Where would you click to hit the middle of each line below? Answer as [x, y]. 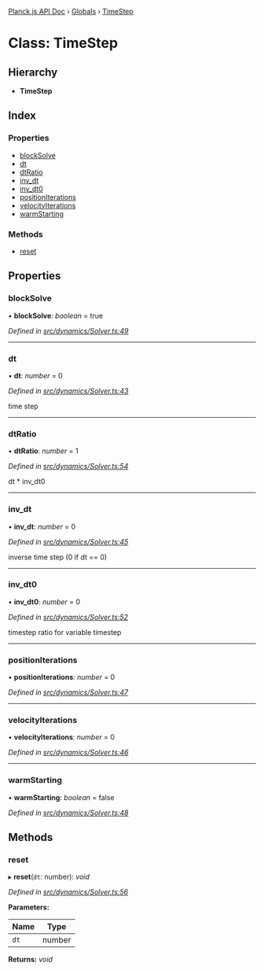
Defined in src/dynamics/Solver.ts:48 [68, 813]
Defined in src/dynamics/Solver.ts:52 [68, 617]
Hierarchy [33, 72]
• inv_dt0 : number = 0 [44, 602]
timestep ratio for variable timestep [65, 632]
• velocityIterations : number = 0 [62, 737]
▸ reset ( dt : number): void [49, 877]
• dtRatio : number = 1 [43, 451]
